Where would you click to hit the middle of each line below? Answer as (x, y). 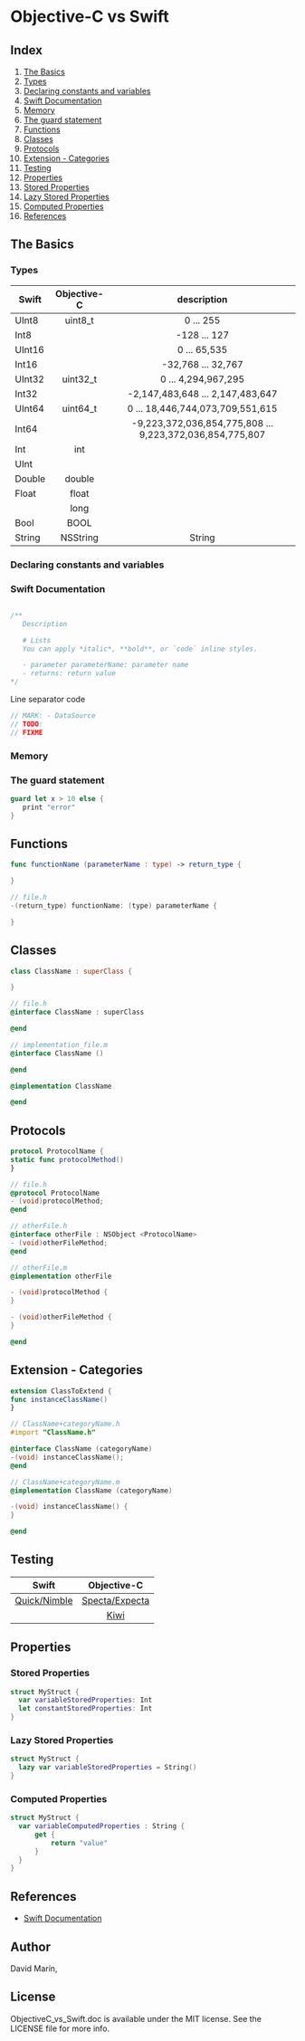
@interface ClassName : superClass (77, 1012)
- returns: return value (69, 673)
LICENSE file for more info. (60, 2028)
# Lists (37, 640)
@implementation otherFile (61, 1276)
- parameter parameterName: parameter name (105, 665)
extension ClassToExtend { (61, 1391)
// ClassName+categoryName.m (65, 1482)
